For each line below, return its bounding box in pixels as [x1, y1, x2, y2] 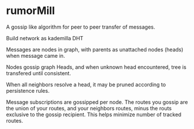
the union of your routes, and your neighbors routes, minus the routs [6, 104, 172, 111]
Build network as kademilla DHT [6, 34, 83, 41]
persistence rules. [6, 87, 50, 94]
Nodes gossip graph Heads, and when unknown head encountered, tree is [6, 63, 187, 71]
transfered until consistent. [6, 69, 72, 76]
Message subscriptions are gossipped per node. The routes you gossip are [6, 98, 188, 106]
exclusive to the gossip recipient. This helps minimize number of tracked [6, 111, 182, 118]
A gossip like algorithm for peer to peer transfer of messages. [6, 23, 156, 30]
